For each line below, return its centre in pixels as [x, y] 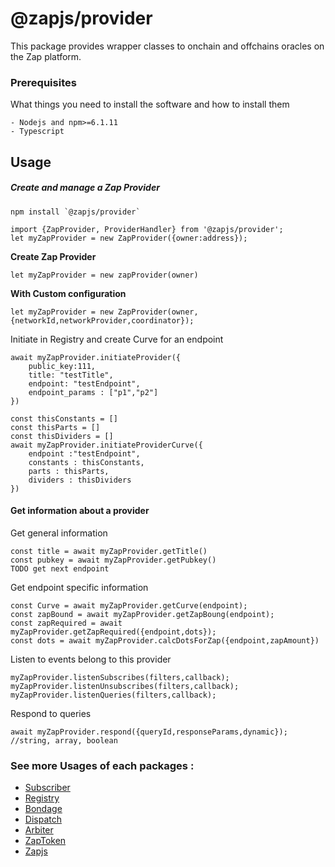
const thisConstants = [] [64, 418]
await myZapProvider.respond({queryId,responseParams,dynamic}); [149, 732]
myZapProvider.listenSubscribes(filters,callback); [120, 677]
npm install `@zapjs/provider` [75, 212]
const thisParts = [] [55, 427]
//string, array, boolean [64, 740]
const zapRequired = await [66, 623]
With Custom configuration [68, 293]
